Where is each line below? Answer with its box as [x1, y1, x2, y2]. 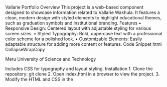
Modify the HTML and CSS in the [5, 77, 74, 82]
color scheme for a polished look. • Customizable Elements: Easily [5, 36, 142, 42]
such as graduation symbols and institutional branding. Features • [5, 20, 141, 26]
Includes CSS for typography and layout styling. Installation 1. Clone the [5, 66, 153, 72]
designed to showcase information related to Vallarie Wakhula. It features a [5, 9, 160, 15]
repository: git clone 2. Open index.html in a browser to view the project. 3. [5, 71, 160, 77]
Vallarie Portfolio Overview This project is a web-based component [5, 4, 144, 10]
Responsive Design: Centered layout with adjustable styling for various [5, 25, 151, 31]
